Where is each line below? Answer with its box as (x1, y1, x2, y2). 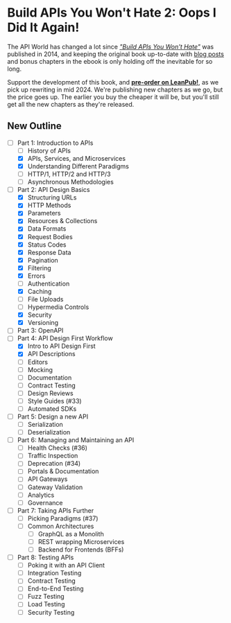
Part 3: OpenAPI (17, 326, 64, 335)
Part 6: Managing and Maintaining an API (17, 436, 135, 444)
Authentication (27, 279, 70, 288)
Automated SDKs (27, 404, 77, 413)
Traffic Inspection (27, 452, 78, 460)
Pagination (27, 256, 59, 264)
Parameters (27, 209, 61, 218)
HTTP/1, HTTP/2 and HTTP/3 (27, 170, 111, 178)
